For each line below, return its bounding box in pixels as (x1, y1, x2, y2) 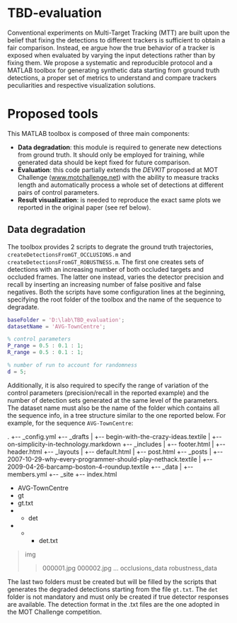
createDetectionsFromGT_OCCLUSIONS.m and (7, 250, 132, 258)
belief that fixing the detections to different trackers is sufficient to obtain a (7, 35, 226, 44)
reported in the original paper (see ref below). (17, 203, 151, 212)
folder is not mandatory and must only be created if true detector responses (7, 593, 229, 601)
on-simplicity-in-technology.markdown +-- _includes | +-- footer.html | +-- (7, 440, 226, 448)
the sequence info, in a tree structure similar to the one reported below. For (7, 411, 226, 419)
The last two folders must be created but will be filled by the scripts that (7, 577, 217, 585)
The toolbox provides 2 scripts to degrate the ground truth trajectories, (7, 242, 214, 251)
